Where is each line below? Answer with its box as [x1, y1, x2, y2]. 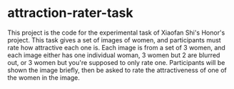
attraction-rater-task [7, 5, 133, 21]
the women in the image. [7, 73, 81, 82]
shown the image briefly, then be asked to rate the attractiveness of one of [7, 66, 227, 74]
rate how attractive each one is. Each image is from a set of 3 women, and [7, 43, 226, 52]
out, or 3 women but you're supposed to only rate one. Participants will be [7, 58, 225, 66]
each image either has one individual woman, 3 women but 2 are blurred [7, 51, 220, 59]
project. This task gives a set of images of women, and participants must [7, 35, 221, 44]
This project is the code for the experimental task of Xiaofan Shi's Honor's [7, 28, 225, 37]
